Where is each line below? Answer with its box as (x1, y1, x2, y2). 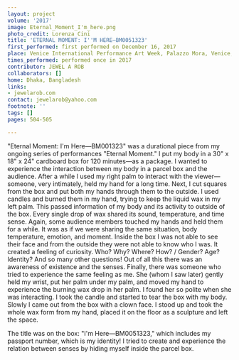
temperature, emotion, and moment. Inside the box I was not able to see (7, 232, 218, 241)
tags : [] (7, 109, 33, 116)
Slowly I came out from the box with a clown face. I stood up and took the (7, 300, 223, 309)
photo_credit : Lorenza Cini (7, 30, 91, 38)
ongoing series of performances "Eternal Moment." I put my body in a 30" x (7, 149, 229, 158)
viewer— (194, 172, 221, 180)
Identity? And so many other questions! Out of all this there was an (7, 255, 203, 263)
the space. (7, 315, 39, 324)
